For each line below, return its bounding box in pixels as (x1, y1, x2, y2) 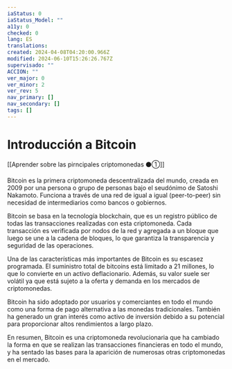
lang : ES (7, 36, 33, 43)
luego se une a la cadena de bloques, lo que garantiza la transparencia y (7, 234, 215, 242)
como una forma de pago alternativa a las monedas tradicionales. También (7, 304, 220, 313)
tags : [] (7, 107, 33, 114)
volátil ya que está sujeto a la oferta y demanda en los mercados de (7, 277, 200, 285)
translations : (7, 42, 48, 49)
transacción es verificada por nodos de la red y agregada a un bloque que (7, 226, 219, 234)
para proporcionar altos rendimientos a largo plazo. (7, 320, 154, 328)
